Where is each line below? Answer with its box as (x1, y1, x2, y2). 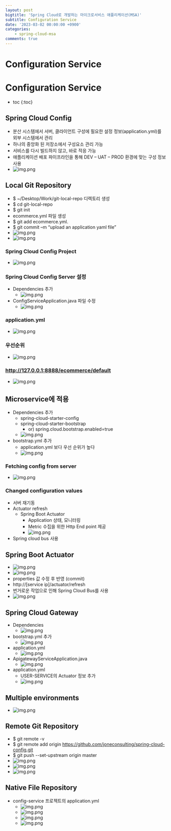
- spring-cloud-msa (14, 31, 56, 37)
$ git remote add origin (12, 741, 61, 747)
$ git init (12, 206, 30, 213)
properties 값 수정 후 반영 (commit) (12, 576, 85, 582)
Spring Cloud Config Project (5, 247, 77, 255)
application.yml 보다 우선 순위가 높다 (20, 444, 95, 450)
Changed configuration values (5, 487, 83, 494)
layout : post (5, 7, 33, 13)
